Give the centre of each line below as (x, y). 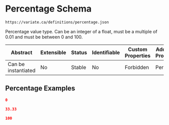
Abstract (22, 52)
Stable (79, 67)
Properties (138, 55)
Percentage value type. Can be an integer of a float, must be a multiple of (81, 31)
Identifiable (106, 52)
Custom (138, 49)
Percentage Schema (49, 9)
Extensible (53, 52)
